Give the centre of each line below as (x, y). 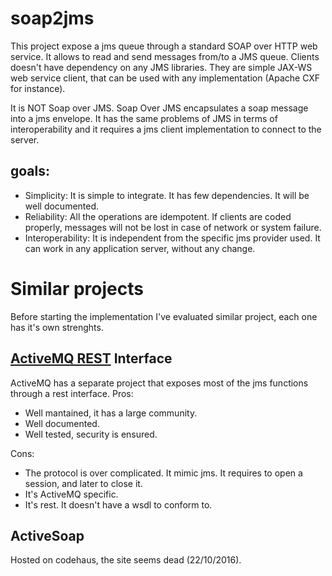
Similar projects (77, 288)
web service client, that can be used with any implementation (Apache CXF (165, 78)
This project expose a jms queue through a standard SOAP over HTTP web (164, 46)
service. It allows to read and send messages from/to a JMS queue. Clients (165, 56)
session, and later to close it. (83, 483)
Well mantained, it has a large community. (111, 413)
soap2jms (52, 18)
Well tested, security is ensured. (91, 434)
